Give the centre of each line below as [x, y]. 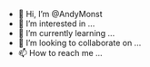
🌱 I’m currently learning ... [66, 33]
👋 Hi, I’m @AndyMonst [60, 14]
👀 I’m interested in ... [56, 24]
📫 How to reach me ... [60, 53]
